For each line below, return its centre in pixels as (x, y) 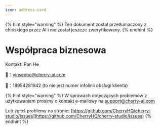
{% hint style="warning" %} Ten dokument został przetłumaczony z (76, 24)
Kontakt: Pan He (22, 64)
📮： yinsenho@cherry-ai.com (35, 74)
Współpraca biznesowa (56, 50)
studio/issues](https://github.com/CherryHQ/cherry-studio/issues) (75, 116)
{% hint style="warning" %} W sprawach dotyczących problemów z (76, 95)
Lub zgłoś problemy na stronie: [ (39, 111)
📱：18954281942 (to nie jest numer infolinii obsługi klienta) (67, 85)
